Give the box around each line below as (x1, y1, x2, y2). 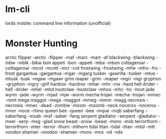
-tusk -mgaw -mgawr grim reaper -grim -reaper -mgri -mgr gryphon (19, 75, 161, 81)
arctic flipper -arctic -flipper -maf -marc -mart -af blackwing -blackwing (5, 54, 155, 60)
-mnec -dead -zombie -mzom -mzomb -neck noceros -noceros (24, 102, 156, 108)
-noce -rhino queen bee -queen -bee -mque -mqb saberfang (17, 107, 144, 113)
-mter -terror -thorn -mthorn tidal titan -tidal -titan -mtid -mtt (29, 123, 155, 129)
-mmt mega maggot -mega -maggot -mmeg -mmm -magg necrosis (5, 97, 145, 103)
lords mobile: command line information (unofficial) (5, 20, 111, 26)
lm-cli (5, 4, 30, 15)
